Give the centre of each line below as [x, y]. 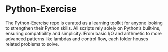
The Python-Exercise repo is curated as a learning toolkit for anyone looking [84, 23]
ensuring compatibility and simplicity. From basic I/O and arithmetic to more [84, 33]
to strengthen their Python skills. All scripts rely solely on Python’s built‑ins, [83, 28]
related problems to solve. [32, 44]
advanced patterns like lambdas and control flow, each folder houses [77, 39]
